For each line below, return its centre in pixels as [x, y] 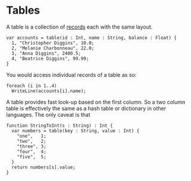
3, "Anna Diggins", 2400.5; [46, 53]
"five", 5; [32, 157]
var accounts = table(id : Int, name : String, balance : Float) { [92, 38]
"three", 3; [32, 146]
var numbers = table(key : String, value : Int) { [76, 131]
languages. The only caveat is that [48, 114]
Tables [23, 10]
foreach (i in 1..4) [32, 86]
